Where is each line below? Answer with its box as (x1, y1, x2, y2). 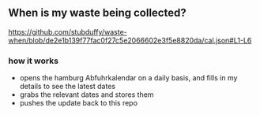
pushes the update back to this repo (19, 98, 138, 108)
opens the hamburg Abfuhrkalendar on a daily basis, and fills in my (19, 73, 238, 83)
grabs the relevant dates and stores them (19, 90, 154, 99)
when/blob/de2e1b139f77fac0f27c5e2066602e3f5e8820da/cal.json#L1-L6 (8, 35, 252, 45)
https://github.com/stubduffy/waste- (8, 27, 128, 36)
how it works (8, 55, 59, 66)
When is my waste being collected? (8, 6, 187, 20)
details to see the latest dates (19, 82, 116, 91)
